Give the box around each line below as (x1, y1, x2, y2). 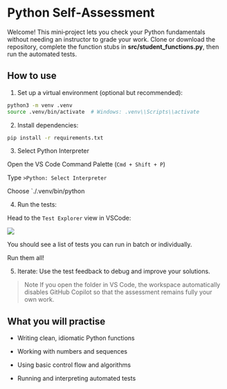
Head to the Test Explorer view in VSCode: (7, 214, 131, 223)
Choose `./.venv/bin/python (7, 187, 85, 196)
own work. (24, 295, 55, 304)
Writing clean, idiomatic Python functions (17, 334, 135, 343)
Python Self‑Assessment (7, 5, 155, 21)
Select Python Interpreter (17, 147, 90, 155)
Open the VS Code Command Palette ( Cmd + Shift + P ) (7, 160, 166, 168)
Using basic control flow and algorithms (17, 361, 131, 369)
